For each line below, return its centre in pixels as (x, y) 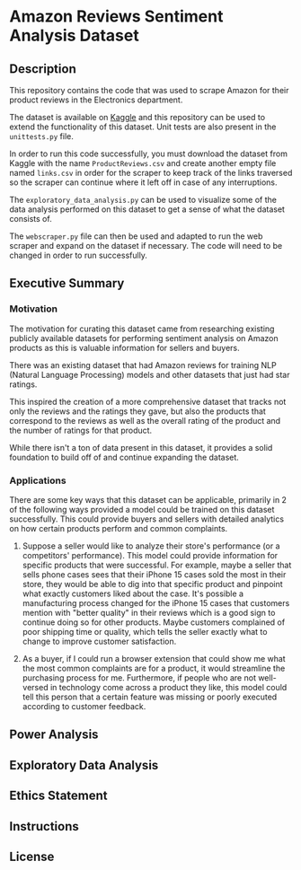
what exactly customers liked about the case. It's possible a (133, 593)
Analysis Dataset (74, 35)
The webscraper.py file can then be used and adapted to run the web (136, 236)
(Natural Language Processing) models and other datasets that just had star (150, 374)
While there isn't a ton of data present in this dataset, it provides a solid (141, 447)
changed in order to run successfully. (79, 255)
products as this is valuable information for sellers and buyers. (124, 347)
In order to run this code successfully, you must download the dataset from (148, 154)
